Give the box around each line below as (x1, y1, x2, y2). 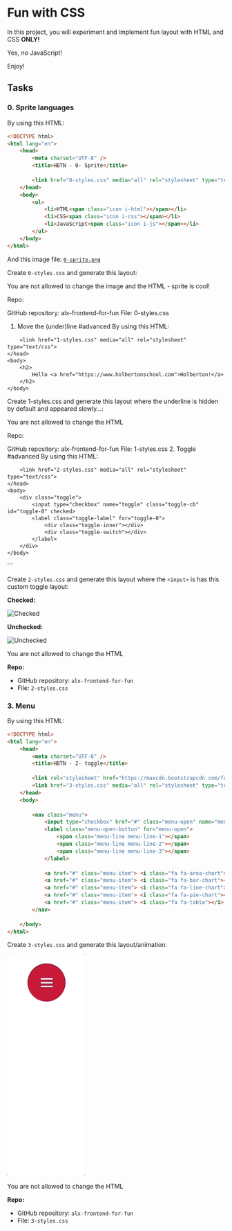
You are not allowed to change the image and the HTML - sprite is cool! (7, 282, 211, 290)
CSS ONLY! (7, 35, 40, 43)
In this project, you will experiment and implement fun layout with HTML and (7, 28, 224, 36)
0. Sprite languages (7, 103, 75, 112)
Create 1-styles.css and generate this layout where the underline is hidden (7, 397, 219, 405)
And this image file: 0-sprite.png (7, 255, 101, 263)
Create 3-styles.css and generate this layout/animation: (7, 941, 168, 949)
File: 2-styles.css (17, 684, 68, 692)
